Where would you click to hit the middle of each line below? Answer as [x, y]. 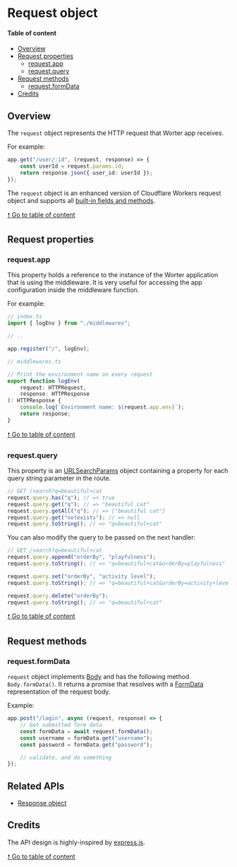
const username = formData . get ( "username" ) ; [86, 738]
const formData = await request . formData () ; [86, 731]
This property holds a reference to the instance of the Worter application [113, 275]
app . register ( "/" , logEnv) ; [49, 349]
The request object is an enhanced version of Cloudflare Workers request [114, 193]
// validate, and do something [66, 757]
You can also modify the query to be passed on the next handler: [102, 537]
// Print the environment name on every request [80, 374]
